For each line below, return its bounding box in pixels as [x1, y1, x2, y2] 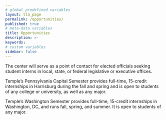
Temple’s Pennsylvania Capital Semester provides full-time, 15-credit [5, 78, 147, 84]
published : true [5, 21, 39, 26]
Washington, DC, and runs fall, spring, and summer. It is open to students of [5, 103, 161, 109]
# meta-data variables [5, 26, 52, 31]
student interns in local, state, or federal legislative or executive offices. [5, 68, 152, 74]
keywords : [5, 40, 26, 45]
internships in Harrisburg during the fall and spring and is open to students [5, 83, 159, 89]
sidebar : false [5, 49, 37, 54]
